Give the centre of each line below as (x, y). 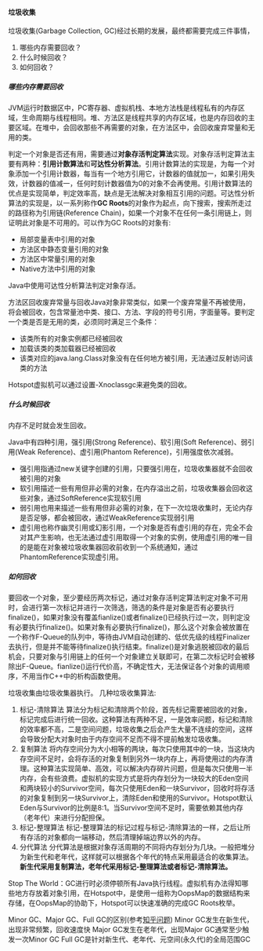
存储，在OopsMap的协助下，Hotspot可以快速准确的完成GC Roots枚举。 (124, 903)
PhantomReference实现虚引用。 (71, 557)
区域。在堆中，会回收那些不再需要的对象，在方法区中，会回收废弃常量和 (131, 128)
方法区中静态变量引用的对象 (64, 249)
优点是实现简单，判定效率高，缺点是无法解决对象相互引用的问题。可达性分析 (131, 193)
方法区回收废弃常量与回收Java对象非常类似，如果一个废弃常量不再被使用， (129, 302)
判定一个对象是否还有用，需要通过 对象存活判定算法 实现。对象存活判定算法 (128, 154)
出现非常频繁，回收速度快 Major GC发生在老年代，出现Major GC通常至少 (125, 930)
